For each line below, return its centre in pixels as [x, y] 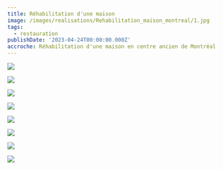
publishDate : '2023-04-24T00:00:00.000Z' [69, 40]
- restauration [36, 34]
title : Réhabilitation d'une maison [61, 14]
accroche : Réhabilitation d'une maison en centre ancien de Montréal [112, 47]
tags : [15, 27]
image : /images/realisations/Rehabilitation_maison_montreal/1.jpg [109, 20]
